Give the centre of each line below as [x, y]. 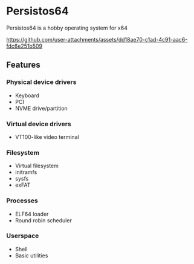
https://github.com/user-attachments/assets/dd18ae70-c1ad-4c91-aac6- [97, 39]
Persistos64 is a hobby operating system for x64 [67, 28]
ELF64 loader [32, 214]
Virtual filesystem [37, 166]
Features [23, 65]
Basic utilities [31, 256]
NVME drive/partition [41, 108]
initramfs [26, 172]
